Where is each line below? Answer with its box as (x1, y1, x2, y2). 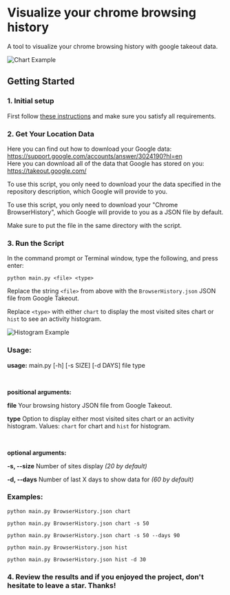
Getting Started (7, 76, 75, 87)
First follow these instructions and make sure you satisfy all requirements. (7, 112, 216, 120)
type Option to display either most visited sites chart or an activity (7, 415, 195, 423)
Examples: (7, 492, 43, 502)
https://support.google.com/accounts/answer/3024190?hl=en (7, 152, 182, 160)
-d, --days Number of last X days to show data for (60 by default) (7, 475, 194, 483)
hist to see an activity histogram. (7, 315, 102, 323)
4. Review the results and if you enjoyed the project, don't (7, 572, 205, 581)
